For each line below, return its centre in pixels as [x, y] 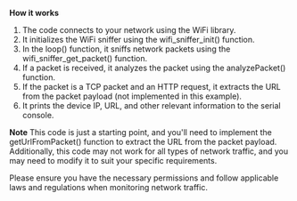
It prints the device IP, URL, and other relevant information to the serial [151, 105]
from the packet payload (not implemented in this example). [132, 96]
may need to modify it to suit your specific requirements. [113, 161]
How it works [34, 13]
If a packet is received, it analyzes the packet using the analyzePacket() [154, 68]
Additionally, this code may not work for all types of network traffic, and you [149, 151]
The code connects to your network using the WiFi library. [129, 30]
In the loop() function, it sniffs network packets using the [126, 49]
